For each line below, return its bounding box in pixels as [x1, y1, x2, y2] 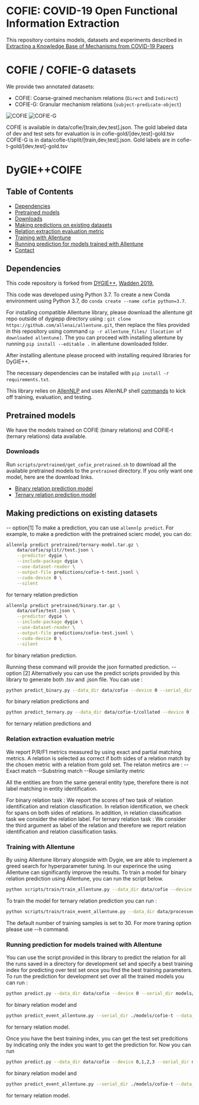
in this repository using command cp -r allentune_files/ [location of [6, 327, 182, 335]
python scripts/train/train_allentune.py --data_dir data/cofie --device [6, 886, 192, 892]
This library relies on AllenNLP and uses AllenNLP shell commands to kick [6, 387, 187, 394]
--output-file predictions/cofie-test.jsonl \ [17, 629, 134, 636]
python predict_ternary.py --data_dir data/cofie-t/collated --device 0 [6, 709, 190, 715]
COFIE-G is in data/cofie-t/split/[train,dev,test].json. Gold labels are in [6, 136, 176, 143]
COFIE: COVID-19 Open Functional [6, 4, 178, 18]
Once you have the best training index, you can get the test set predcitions [6, 1035, 188, 1042]
